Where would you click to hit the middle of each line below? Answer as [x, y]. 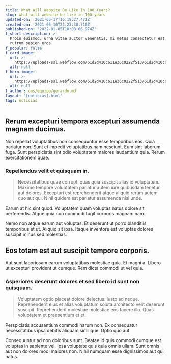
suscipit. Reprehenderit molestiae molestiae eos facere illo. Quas [86, 310]
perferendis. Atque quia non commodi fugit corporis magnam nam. [75, 214]
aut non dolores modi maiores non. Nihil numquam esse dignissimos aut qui [84, 351]
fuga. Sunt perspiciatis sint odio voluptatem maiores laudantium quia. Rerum [85, 152]
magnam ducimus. [36, 129]
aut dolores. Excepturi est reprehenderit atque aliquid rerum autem [88, 193]
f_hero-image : [20, 72]
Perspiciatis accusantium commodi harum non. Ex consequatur [72, 325]
